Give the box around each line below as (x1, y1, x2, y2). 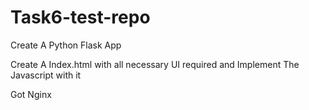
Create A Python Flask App (10, 39, 122, 51)
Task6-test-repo (10, 6, 151, 29)
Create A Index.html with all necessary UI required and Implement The (10, 58, 300, 70)
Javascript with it (10, 69, 82, 81)
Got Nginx (10, 88, 52, 100)
